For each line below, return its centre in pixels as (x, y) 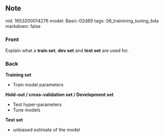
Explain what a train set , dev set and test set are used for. (67, 51)
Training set (19, 75)
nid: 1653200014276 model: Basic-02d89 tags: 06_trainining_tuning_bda (82, 20)
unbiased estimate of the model (46, 130)
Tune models (26, 110)
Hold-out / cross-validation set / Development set (60, 95)
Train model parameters (38, 85)
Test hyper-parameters (37, 105)
